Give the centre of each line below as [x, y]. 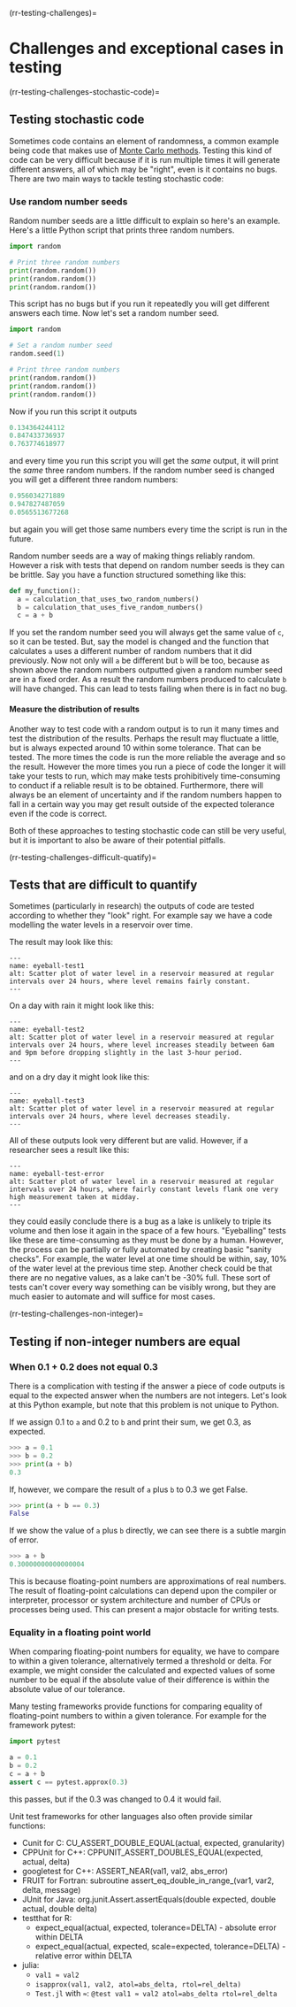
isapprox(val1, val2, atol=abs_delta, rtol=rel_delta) [138, 1984]
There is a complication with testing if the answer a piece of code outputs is [147, 1386]
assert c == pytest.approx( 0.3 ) [68, 1782]
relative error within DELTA [83, 1956]
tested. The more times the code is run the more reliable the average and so [147, 757]
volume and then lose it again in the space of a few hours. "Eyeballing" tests [148, 1231]
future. [21, 538]
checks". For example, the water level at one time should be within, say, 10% [148, 1259]
